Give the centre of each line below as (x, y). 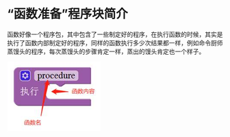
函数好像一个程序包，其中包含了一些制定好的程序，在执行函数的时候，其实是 (115, 34)
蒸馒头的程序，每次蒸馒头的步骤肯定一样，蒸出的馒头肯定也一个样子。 (106, 51)
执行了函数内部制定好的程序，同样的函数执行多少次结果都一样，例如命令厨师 (115, 42)
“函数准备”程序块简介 (68, 14)
